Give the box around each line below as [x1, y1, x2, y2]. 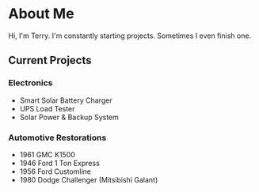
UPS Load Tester [19, 104, 75, 113]
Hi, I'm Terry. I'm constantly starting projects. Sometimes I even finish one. [8, 31, 252, 40]
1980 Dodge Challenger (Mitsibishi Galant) [19, 175, 158, 184]
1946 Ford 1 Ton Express [19, 158, 101, 168]
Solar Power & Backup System [19, 112, 119, 122]
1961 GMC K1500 [19, 149, 75, 159]
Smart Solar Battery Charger [19, 96, 112, 105]
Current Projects [8, 54, 92, 67]
